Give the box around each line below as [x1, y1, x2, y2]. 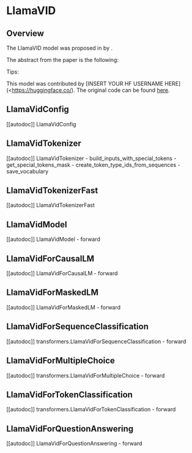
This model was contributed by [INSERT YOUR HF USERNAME [6, 80, 164, 87]
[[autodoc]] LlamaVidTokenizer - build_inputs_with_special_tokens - [6, 154, 177, 162]
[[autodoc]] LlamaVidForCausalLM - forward [6, 270, 118, 277]
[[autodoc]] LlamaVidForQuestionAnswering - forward [6, 440, 142, 447]
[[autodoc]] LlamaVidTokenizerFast [6, 202, 95, 209]
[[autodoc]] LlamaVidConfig [6, 120, 76, 128]
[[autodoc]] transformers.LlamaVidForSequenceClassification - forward [6, 338, 186, 345]
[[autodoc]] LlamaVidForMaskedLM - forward [6, 303, 121, 311]
